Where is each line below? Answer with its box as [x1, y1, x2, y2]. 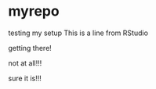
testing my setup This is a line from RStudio [8, 28, 149, 37]
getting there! [8, 43, 53, 52]
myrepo [8, 2, 60, 20]
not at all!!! [8, 58, 42, 68]
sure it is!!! [8, 73, 42, 83]
